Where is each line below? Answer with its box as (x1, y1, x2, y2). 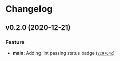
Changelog (5, 3, 53, 15)
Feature (5, 39, 25, 46)
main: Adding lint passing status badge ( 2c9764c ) (12, 50, 115, 56)
